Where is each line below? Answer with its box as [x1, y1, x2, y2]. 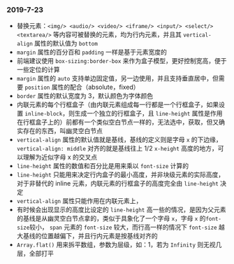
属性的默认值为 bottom [34, 39, 98, 48]
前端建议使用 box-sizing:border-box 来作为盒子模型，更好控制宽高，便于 [16, 57, 228, 65]
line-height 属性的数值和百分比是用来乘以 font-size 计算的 [16, 162, 189, 170]
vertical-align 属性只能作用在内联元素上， [16, 197, 142, 205]
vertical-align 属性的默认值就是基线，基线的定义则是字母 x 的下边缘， [16, 135, 223, 144]
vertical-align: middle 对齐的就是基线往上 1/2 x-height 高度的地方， [16, 144, 218, 153]
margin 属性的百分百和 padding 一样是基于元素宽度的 [16, 48, 167, 57]
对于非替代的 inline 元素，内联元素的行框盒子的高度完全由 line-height [16, 179, 219, 188]
